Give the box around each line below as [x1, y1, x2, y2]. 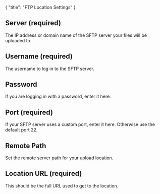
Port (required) [5, 108, 53, 116]
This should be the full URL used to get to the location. [5, 182, 119, 188]
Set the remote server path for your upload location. [5, 155, 114, 161]
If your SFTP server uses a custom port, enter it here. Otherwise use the [5, 121, 155, 127]
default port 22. [5, 127, 38, 133]
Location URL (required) [5, 169, 82, 178]
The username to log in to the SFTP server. [5, 66, 95, 72]
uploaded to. [5, 37, 32, 43]
